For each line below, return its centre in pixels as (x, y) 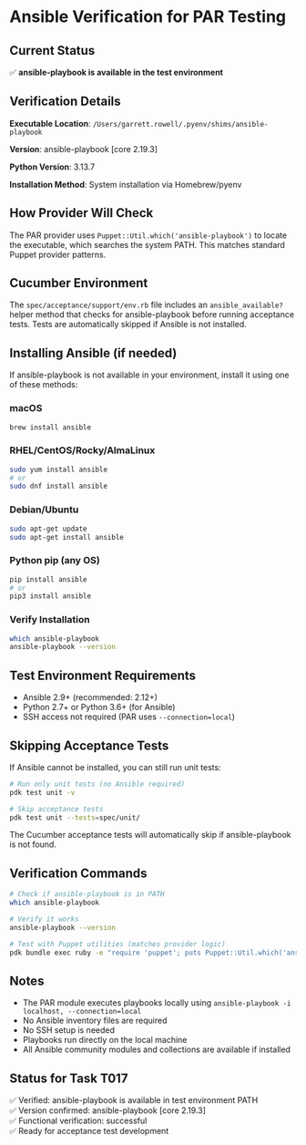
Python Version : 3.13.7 (52, 167)
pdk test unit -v (42, 792)
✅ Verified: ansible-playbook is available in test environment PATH (134, 1100)
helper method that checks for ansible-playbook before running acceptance (152, 315)
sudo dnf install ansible (58, 486)
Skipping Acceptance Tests (89, 745)
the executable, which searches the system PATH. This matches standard (147, 244)
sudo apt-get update (49, 529)
